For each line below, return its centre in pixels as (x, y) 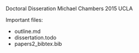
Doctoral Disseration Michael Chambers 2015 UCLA (69, 9)
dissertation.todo (35, 37)
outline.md (28, 31)
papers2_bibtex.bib (38, 44)
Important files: (24, 20)
